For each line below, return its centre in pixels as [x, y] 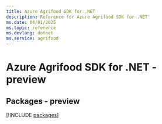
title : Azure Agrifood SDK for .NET [51, 11]
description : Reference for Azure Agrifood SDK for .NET [77, 17]
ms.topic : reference [31, 28]
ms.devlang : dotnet [30, 33]
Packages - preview [43, 101]
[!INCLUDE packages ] [32, 115]
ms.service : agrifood [32, 38]
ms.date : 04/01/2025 [31, 22]
